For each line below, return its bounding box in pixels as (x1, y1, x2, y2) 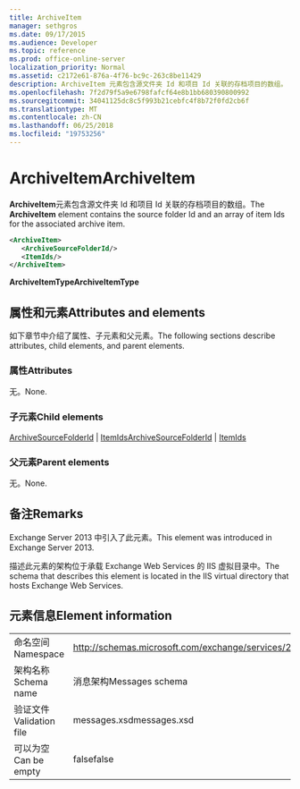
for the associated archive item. (9, 218, 126, 229)
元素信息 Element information (9, 608, 172, 624)
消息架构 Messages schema (72, 674, 188, 687)
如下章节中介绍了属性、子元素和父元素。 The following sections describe (9, 330, 276, 341)
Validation (13, 715, 55, 727)
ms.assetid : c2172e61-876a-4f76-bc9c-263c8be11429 (9, 72, 202, 81)
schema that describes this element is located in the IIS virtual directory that (9, 570, 289, 581)
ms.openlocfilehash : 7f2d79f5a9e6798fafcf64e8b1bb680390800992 (9, 88, 250, 97)
